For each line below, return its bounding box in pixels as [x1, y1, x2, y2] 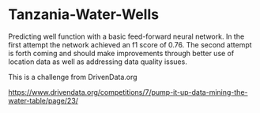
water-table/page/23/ [8, 96, 79, 105]
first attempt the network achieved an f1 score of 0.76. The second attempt [8, 40, 252, 49]
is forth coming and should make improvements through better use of [8, 48, 235, 58]
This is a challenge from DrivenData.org [8, 72, 138, 81]
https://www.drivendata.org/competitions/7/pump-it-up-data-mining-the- [8, 87, 248, 96]
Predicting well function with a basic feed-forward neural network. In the [8, 32, 245, 41]
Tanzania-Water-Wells [8, 6, 160, 24]
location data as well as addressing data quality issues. [8, 57, 187, 66]
